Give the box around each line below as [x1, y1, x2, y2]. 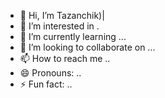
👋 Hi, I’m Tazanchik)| [19, 10, 105, 21]
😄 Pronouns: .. [19, 67, 82, 79]
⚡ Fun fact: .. [19, 78, 73, 90]
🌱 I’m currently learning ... [19, 31, 127, 42]
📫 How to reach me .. [19, 53, 111, 64]
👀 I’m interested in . [19, 20, 100, 32]
